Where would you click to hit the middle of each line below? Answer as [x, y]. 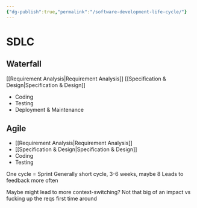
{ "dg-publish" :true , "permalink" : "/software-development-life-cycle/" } [97, 12]
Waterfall [24, 64]
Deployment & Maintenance [49, 109]
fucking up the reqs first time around [52, 199]
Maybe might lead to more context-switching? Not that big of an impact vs [98, 192]
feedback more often [32, 180]
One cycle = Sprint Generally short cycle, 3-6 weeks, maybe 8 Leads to [95, 174]
